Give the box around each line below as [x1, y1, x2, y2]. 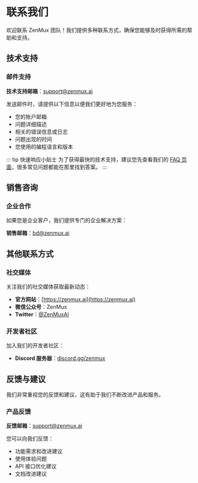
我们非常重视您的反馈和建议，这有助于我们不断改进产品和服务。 [6, 391, 164, 398]
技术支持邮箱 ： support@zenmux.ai [6, 88, 93, 95]
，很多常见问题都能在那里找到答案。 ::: [11, 163, 107, 170]
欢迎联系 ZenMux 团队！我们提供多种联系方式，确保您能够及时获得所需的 [6, 26, 187, 34]
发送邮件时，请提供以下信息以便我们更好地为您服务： [6, 100, 138, 107]
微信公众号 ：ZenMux [14, 304, 67, 310]
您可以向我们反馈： [6, 435, 54, 442]
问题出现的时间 [14, 136, 52, 143]
